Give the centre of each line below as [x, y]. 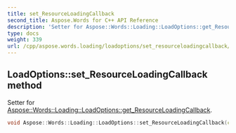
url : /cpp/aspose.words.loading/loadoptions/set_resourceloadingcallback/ [119, 46]
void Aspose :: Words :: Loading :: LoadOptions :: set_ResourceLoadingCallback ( [118, 122]
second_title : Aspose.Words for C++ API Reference [83, 20]
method [25, 86]
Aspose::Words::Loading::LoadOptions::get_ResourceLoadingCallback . [110, 110]
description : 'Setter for [45, 27]
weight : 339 [25, 40]
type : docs [23, 33]
